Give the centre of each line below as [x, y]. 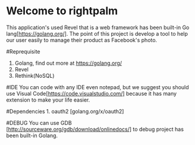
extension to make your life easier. [48, 100]
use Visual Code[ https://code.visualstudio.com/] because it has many [92, 93]
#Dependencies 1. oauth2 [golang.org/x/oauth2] [65, 111]
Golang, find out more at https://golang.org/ [68, 63]
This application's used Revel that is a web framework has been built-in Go [98, 27]
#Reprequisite [23, 51]
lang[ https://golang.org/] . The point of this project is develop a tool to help [97, 33]
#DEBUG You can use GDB [39, 122]
